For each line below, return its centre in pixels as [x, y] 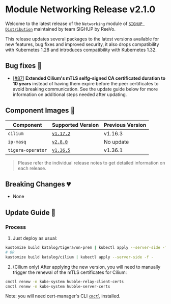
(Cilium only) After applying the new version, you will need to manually [87, 267]
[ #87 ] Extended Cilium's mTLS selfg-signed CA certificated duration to [89, 78]
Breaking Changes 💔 [38, 184]
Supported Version [75, 125]
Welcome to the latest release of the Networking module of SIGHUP [74, 24]
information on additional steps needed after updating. [70, 94]
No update [116, 142]
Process [16, 227]
